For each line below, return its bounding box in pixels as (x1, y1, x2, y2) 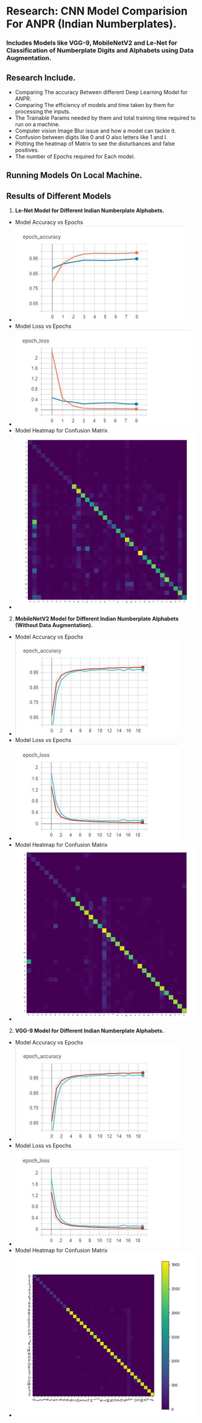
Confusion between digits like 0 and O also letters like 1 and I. (14, 133, 168, 140)
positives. (14, 146, 39, 154)
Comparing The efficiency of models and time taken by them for (14, 101, 175, 108)
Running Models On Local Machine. (6, 171, 143, 181)
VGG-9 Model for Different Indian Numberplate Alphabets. (14, 1027, 165, 1034)
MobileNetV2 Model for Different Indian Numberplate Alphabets (14, 615, 179, 622)
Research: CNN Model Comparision (6, 4, 188, 18)
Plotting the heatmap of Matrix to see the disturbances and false (14, 140, 175, 147)
